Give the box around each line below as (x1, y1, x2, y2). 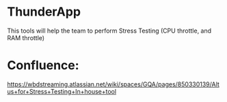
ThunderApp (7, 4, 81, 20)
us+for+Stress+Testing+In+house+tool (7, 87, 117, 95)
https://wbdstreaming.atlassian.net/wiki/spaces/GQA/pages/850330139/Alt (7, 80, 220, 88)
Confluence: (7, 58, 80, 73)
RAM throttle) (7, 33, 45, 41)
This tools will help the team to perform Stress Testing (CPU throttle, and (7, 27, 212, 35)
